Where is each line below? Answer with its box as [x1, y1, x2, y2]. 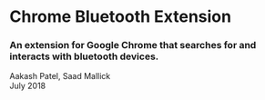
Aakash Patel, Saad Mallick [9, 71, 111, 82]
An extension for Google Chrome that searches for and [9, 39, 257, 52]
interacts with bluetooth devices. [9, 50, 159, 63]
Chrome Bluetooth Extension [9, 6, 232, 27]
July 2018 [9, 80, 46, 92]
